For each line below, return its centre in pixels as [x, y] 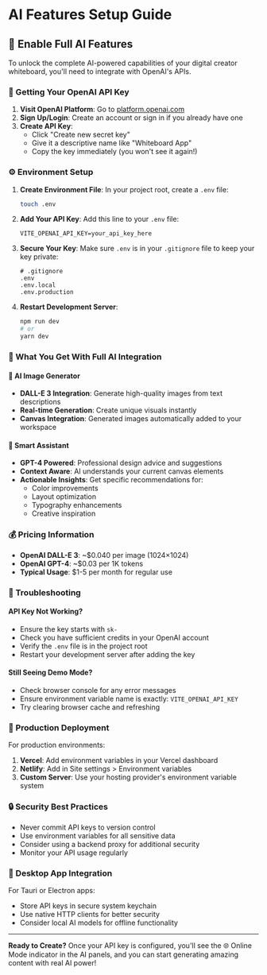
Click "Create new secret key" [81, 135]
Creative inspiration [64, 513]
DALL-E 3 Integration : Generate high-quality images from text [121, 393]
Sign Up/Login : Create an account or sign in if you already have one [132, 118]
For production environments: [57, 745]
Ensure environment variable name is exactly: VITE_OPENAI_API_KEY [129, 699]
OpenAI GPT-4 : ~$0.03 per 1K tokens [81, 563]
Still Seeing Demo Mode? [50, 672]
